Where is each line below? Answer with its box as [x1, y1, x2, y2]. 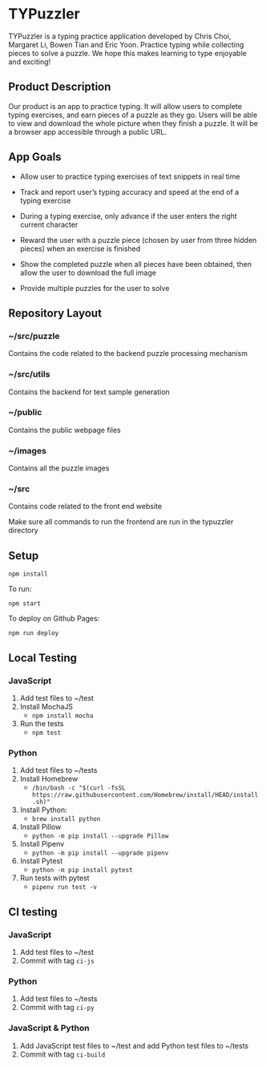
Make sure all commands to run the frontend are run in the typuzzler [8, 517, 234, 527]
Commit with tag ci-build [19, 1049, 106, 1059]
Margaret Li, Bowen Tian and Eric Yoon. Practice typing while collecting [8, 39, 244, 49]
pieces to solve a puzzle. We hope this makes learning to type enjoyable [8, 48, 247, 58]
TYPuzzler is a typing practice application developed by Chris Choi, [8, 31, 232, 41]
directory [8, 526, 38, 536]
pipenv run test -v [31, 883, 98, 891]
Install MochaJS [19, 701, 74, 711]
